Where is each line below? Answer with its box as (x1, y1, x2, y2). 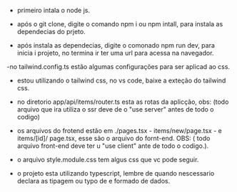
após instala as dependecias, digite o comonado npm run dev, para (16, 41, 216, 49)
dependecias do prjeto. (16, 28, 86, 36)
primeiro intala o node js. (16, 6, 91, 14)
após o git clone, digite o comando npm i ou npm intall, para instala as (16, 20, 223, 28)
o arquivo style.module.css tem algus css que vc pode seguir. (16, 156, 199, 164)
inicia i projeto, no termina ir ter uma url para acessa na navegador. (16, 49, 214, 57)
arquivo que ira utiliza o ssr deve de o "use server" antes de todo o (16, 105, 215, 113)
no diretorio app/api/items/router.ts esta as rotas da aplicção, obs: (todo (16, 97, 229, 106)
